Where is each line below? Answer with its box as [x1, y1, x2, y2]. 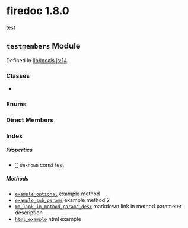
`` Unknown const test [14, 161, 64, 169]
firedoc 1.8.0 [6, 4, 69, 18]
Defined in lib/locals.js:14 [6, 56, 67, 64]
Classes [6, 71, 30, 80]
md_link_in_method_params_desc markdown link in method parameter [14, 202, 182, 210]
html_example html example [14, 215, 81, 222]
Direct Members [6, 116, 54, 124]
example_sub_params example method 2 [14, 196, 110, 203]
